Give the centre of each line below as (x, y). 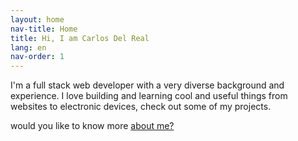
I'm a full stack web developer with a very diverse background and (147, 85)
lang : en (28, 47)
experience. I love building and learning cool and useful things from (149, 96)
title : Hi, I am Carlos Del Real (80, 38)
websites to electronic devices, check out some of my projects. (141, 107)
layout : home (37, 19)
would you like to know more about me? (92, 126)
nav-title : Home (44, 29)
